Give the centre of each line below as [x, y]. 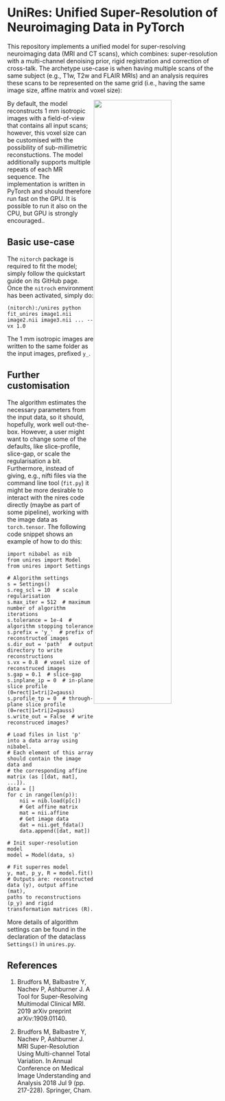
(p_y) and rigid [30, 903]
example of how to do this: [45, 541]
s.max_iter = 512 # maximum [49, 602]
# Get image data [44, 819]
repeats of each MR [35, 169]
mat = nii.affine [44, 813]
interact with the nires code [46, 498]
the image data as [33, 519]
